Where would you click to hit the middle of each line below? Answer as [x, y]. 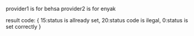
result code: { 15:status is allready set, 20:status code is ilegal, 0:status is [97, 20]
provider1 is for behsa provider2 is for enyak [61, 9]
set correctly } [23, 27]
